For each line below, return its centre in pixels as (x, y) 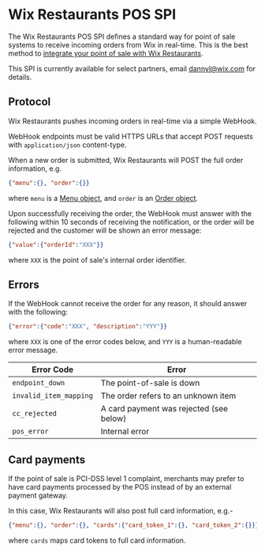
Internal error (125, 431)
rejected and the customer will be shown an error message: (105, 230)
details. (20, 77)
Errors (24, 284)
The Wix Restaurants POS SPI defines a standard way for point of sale (122, 36)
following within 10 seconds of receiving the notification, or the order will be (131, 222)
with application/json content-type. (67, 145)
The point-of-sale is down (150, 383)
